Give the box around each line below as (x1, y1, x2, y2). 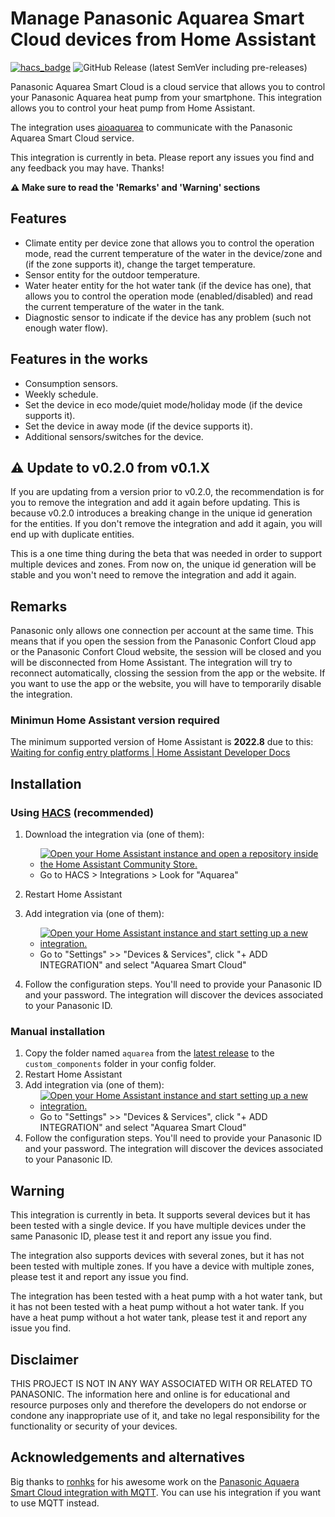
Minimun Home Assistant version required (10, 713, 220, 727)
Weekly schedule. (24, 388, 99, 400)
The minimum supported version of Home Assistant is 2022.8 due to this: (10, 736, 314, 748)
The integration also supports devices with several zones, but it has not (10, 1250, 305, 1262)
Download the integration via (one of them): (24, 828, 205, 841)
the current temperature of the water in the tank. (24, 300, 225, 312)
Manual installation (10, 1025, 106, 1039)
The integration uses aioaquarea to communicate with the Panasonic (10, 121, 293, 133)
